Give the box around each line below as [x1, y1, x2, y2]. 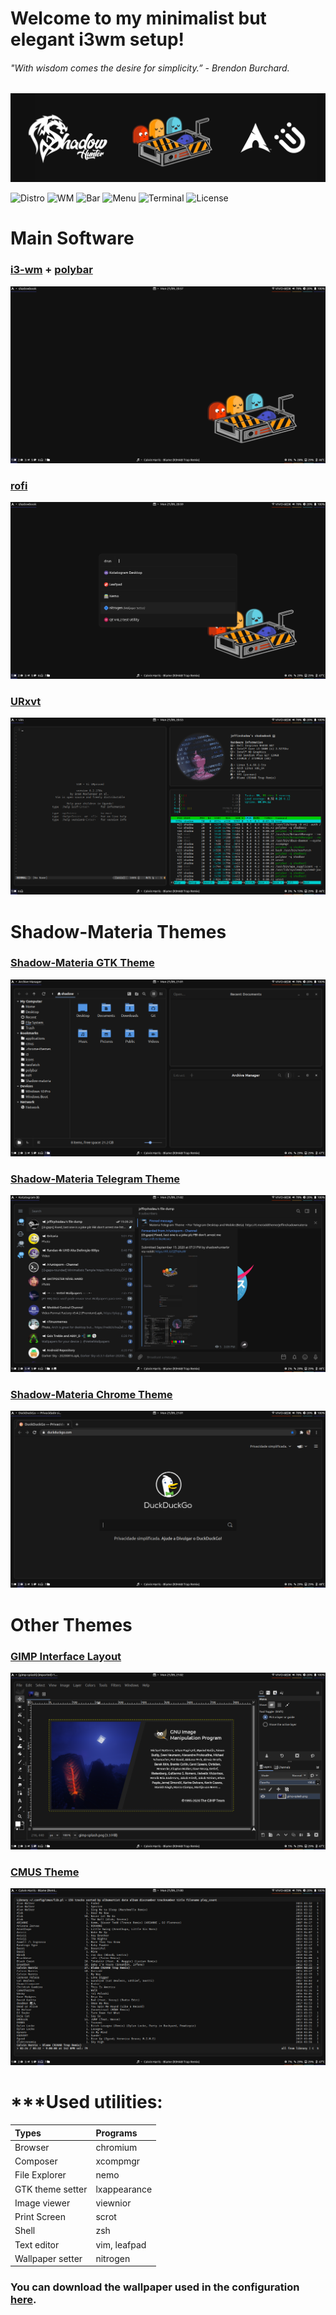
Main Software [10, 227, 135, 250]
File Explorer [14, 2169, 67, 2181]
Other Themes [10, 1613, 133, 1636]
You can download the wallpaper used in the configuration [10, 2280, 300, 2294]
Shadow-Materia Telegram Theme [10, 1172, 181, 1186]
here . [10, 2293, 37, 2307]
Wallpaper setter [14, 2252, 83, 2264]
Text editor [14, 2238, 60, 2251]
